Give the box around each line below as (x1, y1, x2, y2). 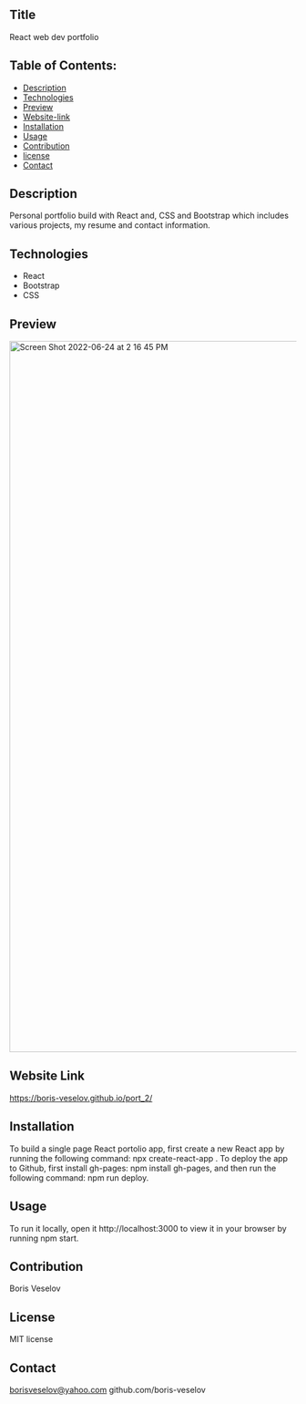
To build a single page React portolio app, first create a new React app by (9, 1143, 285, 1154)
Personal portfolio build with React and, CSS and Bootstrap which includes (9, 210, 290, 222)
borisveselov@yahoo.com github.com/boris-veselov (9, 1384, 207, 1395)
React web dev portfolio (9, 31, 99, 42)
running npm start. (9, 1233, 79, 1244)
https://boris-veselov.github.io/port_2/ (9, 1092, 153, 1103)
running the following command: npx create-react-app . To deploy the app (9, 1152, 289, 1163)
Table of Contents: (9, 58, 117, 74)
